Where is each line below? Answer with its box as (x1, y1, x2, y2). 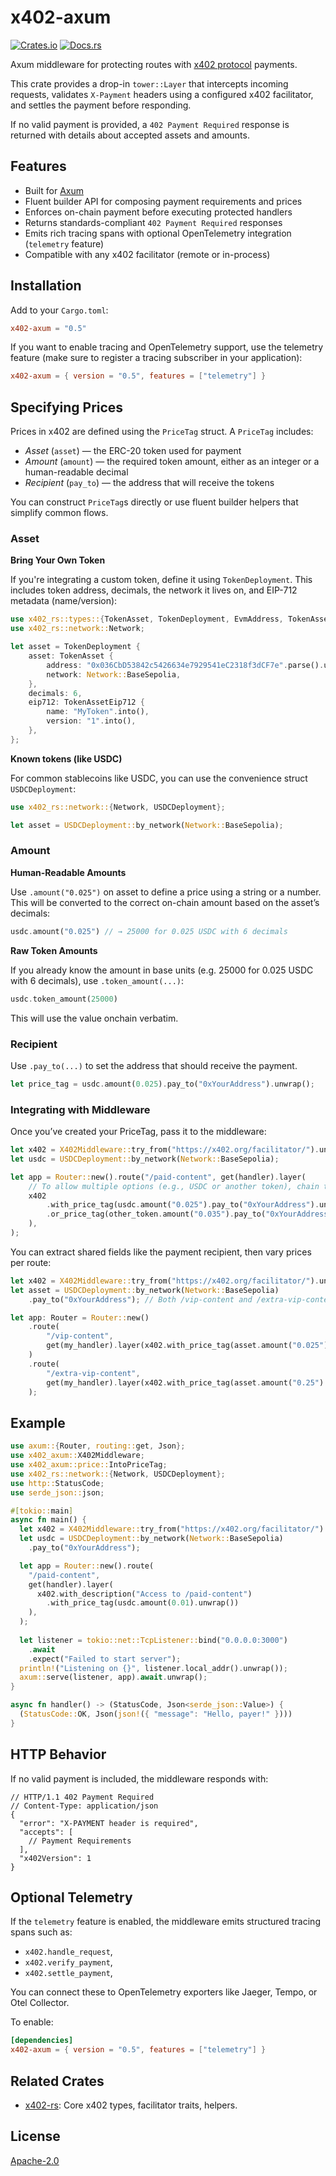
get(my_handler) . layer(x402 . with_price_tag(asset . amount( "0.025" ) (46, 1341, 329, 1351)
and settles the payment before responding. (10, 99, 192, 111)
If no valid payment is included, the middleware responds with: (10, 1772, 269, 1785)
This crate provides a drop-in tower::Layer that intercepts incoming (10, 77, 289, 90)
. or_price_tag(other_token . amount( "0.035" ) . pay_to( (46, 1209, 267, 1220)
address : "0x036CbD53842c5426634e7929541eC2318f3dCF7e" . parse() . (46, 660, 325, 670)
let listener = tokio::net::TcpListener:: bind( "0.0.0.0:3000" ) (19, 1635, 288, 1645)
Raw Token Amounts (10, 944, 98, 956)
